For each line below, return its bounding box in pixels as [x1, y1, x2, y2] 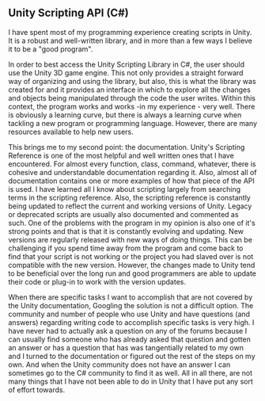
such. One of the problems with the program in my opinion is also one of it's [8, 218, 256, 227]
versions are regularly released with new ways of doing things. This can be [8, 235, 253, 244]
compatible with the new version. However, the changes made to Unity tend [8, 260, 256, 269]
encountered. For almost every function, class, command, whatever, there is [8, 158, 256, 169]
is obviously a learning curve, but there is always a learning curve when [8, 110, 242, 120]
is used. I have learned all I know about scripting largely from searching [8, 184, 241, 193]
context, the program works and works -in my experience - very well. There [8, 101, 256, 111]
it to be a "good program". [8, 44, 93, 54]
